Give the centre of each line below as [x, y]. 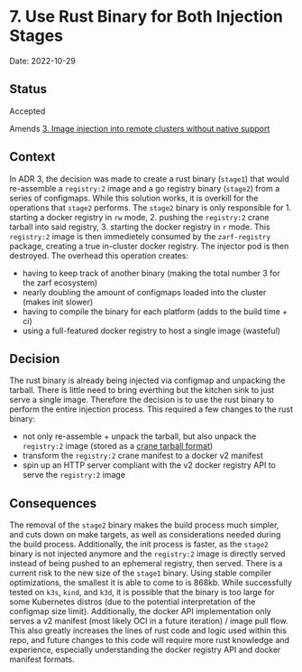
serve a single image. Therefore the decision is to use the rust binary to [142, 400]
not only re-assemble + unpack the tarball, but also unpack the [139, 436]
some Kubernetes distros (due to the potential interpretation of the [133, 602]
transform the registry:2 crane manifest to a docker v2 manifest [142, 456]
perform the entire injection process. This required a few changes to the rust [151, 409]
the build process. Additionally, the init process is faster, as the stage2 [139, 545]
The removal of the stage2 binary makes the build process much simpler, [144, 525]
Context [32, 157]
